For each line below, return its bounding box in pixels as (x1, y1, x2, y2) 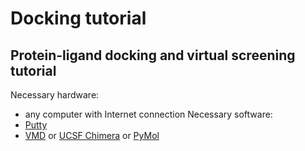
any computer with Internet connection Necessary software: (24, 108, 273, 120)
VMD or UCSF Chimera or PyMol (24, 130, 160, 141)
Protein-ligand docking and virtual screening (10, 47, 296, 64)
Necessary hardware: (10, 89, 100, 101)
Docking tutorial (10, 7, 147, 30)
